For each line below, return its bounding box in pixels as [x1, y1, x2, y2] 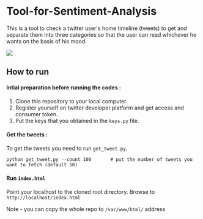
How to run [6, 67, 50, 77]
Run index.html [6, 174, 46, 182]
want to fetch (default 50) [6, 161, 78, 168]
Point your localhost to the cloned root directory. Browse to [6, 188, 155, 195]
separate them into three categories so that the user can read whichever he [6, 31, 197, 38]
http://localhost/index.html [6, 195, 81, 201]
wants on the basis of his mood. [6, 37, 87, 45]
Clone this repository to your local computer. [15, 97, 128, 105]
